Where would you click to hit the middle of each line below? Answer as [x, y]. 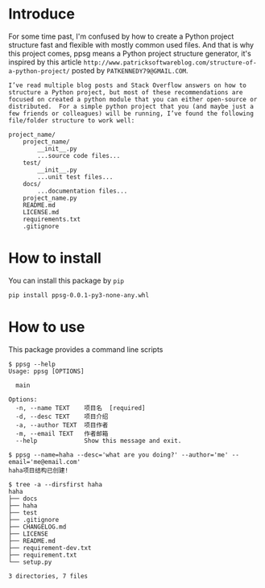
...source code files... [79, 155]
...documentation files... [83, 191]
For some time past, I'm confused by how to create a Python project [121, 36]
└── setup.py [30, 562]
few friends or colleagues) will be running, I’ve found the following [131, 114]
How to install [55, 258]
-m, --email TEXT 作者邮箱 [62, 433]
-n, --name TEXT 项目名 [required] [81, 408]
